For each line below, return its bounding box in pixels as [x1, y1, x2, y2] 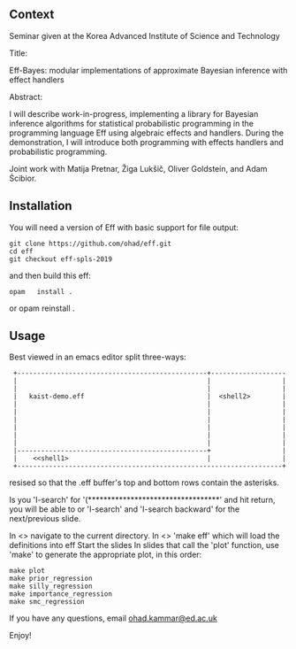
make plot [9, 567, 46, 576]
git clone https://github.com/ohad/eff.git [9, 239, 172, 248]
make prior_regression [9, 575, 93, 583]
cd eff [9, 247, 34, 256]
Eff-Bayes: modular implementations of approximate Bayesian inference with [9, 65, 288, 75]
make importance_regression [9, 590, 113, 599]
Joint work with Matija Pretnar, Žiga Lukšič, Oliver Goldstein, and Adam [9, 163, 268, 174]
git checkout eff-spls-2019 [9, 254, 113, 264]
